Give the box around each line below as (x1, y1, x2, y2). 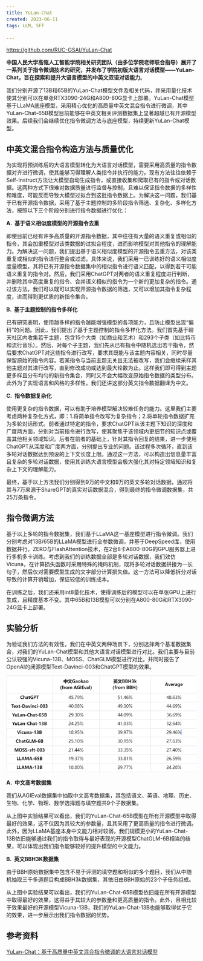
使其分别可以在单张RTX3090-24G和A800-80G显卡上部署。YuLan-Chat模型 (6, 94, 195, 102)
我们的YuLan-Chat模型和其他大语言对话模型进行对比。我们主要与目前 (22, 648, 195, 655)
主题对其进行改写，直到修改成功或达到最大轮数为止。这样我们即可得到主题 (11, 364, 197, 372)
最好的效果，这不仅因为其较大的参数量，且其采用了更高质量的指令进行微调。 (6, 819, 197, 827)
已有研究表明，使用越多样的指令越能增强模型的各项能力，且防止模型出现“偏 (6, 319, 195, 326)
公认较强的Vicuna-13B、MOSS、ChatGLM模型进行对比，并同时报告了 (6, 655, 180, 662)
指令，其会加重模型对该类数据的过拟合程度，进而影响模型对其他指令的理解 (6, 240, 192, 248)
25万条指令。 (6, 494, 39, 501)
